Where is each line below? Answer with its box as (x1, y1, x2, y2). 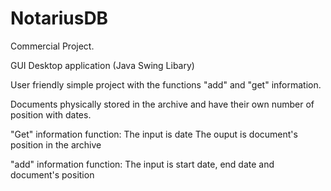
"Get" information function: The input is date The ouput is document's (10, 128, 298, 140)
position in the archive (10, 138, 102, 151)
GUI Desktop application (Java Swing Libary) (10, 59, 195, 71)
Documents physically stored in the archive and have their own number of (10, 98, 315, 110)
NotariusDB (10, 7, 109, 30)
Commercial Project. (10, 40, 95, 52)
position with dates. (10, 108, 92, 121)
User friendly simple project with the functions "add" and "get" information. (10, 78, 322, 91)
